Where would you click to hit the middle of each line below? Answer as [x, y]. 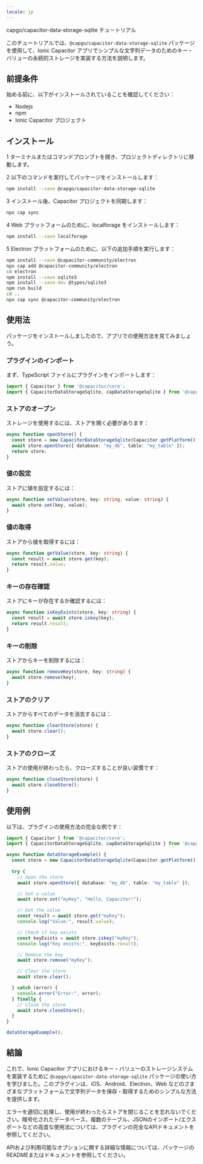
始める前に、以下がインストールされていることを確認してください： [91, 94]
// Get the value [39, 910]
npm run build [24, 288]
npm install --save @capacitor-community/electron [71, 260]
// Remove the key [40, 954]
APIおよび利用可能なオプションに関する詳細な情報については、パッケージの [100, 1147]
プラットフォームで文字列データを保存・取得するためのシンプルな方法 [109, 1091]
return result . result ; [40, 624]
